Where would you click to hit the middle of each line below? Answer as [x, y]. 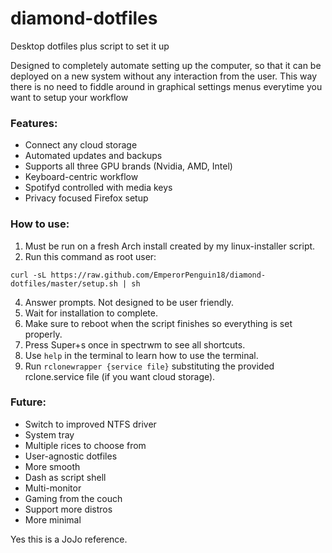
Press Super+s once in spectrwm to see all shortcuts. [135, 344]
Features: [34, 123]
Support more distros [68, 509]
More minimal [53, 519]
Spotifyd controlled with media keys [98, 188]
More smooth [52, 466]
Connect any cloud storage [81, 145]
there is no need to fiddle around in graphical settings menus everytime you [166, 86]
